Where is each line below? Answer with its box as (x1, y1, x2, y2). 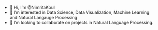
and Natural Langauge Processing (9, 15, 78, 20)
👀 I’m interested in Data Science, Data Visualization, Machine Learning (9, 10, 150, 15)
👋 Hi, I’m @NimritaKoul (9, 5, 55, 10)
